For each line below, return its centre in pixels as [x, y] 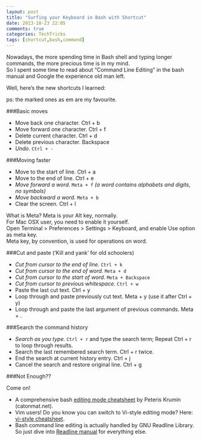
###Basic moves [27, 111]
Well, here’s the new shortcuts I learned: [56, 88]
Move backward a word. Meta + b [57, 197]
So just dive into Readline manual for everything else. [81, 432]
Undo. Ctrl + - [34, 149]
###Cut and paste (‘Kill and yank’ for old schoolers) [70, 253]
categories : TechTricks [36, 34]
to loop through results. [44, 345]
